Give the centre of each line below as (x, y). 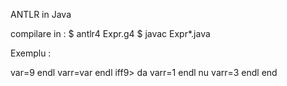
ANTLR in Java (41, 14)
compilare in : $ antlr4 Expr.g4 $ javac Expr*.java (110, 33)
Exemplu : (31, 53)
